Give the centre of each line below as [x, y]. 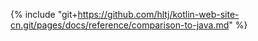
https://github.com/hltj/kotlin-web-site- [158, 14]
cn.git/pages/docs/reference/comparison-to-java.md [120, 25]
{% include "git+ [44, 14]
